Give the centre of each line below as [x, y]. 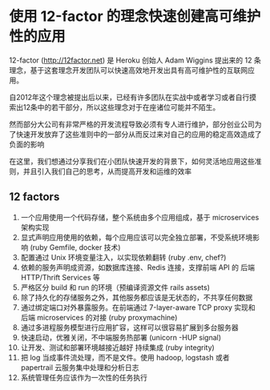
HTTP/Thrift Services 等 [60, 277]
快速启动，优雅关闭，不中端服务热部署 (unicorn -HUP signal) [121, 337]
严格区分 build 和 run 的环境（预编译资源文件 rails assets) [115, 287]
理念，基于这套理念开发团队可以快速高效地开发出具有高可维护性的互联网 [128, 70]
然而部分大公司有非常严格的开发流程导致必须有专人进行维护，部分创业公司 [132, 124]
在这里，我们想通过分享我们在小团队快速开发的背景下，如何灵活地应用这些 [132, 161]
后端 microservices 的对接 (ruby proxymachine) [99, 317]
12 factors [34, 197]
